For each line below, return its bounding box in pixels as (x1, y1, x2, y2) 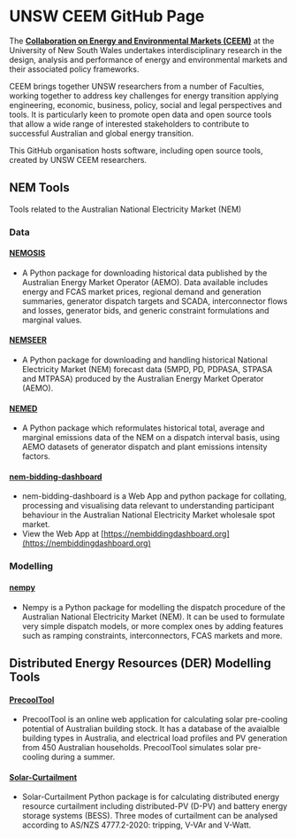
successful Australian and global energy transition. (9, 128, 194, 138)
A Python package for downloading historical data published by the (21, 268, 268, 278)
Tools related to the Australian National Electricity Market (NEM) (9, 204, 242, 214)
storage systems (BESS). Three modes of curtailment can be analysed (21, 811, 278, 821)
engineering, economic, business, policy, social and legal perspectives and (9, 99, 283, 110)
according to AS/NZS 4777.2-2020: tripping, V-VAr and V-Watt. (21, 820, 252, 830)
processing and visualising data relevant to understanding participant (21, 501, 275, 511)
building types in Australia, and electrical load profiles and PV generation (21, 733, 288, 743)
